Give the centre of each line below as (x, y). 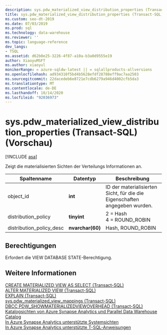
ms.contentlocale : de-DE (31, 88)
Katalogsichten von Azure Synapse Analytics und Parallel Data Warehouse (81, 311)
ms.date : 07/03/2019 (27, 24)
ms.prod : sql (19, 28)
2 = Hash (116, 214)
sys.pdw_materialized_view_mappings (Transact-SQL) (60, 301)
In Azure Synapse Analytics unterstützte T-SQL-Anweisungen (68, 327)
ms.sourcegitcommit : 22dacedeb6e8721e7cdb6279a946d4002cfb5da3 (72, 79)
